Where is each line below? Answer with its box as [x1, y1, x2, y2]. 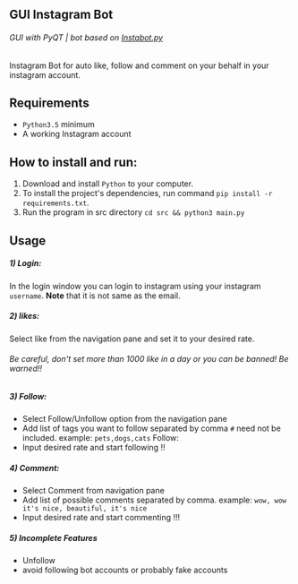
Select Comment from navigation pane [21, 485, 166, 496]
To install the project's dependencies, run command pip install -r [21, 188, 273, 199]
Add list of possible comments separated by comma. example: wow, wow [21, 494, 287, 505]
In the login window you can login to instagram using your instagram [9, 280, 261, 291]
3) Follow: [9, 391, 47, 401]
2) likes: [9, 311, 40, 322]
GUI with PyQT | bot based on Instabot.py [9, 31, 164, 43]
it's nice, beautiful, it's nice [21, 504, 148, 513]
